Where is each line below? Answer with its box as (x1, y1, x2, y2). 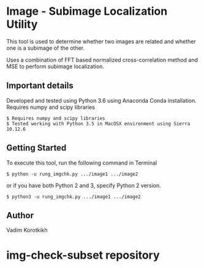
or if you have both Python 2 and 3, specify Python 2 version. (6, 181, 161, 189)
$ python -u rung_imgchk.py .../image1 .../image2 (6, 171, 138, 177)
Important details (6, 81, 74, 91)
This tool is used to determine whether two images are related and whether (6, 37, 196, 45)
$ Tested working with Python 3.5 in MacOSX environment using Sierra (6, 120, 191, 127)
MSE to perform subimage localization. (6, 63, 105, 70)
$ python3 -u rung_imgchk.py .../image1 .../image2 (6, 194, 141, 200)
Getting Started (6, 143, 67, 153)
